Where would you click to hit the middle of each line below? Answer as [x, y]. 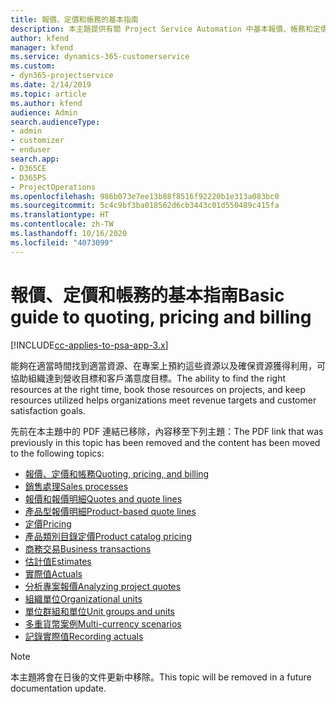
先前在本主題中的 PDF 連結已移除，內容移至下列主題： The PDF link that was [167, 431]
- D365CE [28, 168]
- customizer [37, 141]
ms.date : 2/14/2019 [51, 85]
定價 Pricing [48, 523]
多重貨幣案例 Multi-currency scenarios [103, 623]
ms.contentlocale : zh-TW [62, 224]
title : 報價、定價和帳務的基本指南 [74, 19]
